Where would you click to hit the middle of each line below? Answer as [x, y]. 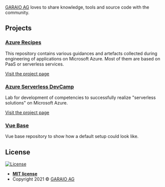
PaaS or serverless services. [34, 64]
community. [17, 12]
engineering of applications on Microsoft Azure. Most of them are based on [83, 58]
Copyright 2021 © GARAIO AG [43, 179]
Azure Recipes [23, 42]
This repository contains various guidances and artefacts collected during [81, 53]
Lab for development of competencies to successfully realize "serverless [80, 97]
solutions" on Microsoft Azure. [36, 102]
